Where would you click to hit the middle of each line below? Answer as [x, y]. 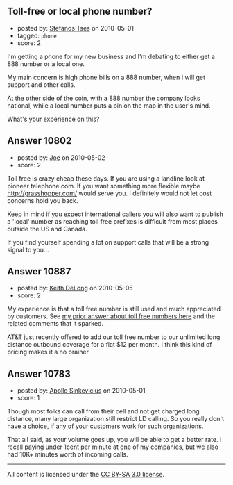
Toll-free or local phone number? [80, 11]
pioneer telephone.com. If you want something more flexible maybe [104, 186]
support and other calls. [41, 84]
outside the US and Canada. [48, 229]
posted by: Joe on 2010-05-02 [61, 157]
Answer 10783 [39, 373]
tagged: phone [37, 35]
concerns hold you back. [43, 200]
